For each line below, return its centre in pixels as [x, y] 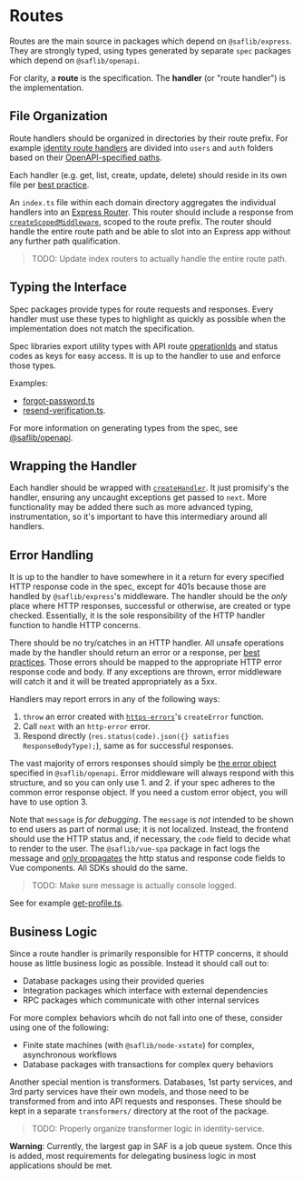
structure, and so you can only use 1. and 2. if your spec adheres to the [142, 783]
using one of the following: [59, 1027]
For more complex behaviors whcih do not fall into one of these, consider [146, 1018]
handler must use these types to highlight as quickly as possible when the [147, 318]
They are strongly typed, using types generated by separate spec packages [151, 50]
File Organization [59, 116]
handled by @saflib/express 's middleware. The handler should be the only [148, 596]
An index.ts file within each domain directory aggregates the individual [143, 202]
